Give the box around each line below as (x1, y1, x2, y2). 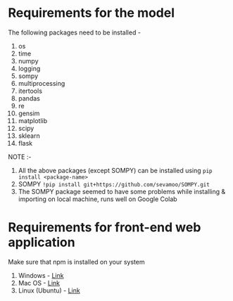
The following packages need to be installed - (8, 28, 141, 37)
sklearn (18, 132, 41, 140)
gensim (18, 109, 40, 117)
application (8, 234, 76, 250)
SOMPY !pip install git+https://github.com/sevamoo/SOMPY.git (18, 179, 210, 188)
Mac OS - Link (18, 278, 61, 287)
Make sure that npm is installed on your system (8, 257, 145, 266)
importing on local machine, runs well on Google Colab (18, 195, 178, 203)
